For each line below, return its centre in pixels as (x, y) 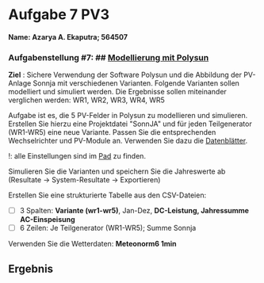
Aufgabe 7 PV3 (59, 15)
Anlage (20, 83)
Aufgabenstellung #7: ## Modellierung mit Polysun (109, 57)
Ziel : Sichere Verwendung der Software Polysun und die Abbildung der (125, 75)
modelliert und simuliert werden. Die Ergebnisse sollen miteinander (118, 92)
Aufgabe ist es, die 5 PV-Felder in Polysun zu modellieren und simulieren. (128, 116)
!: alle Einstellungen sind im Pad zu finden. (77, 156)
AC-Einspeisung (47, 220)
